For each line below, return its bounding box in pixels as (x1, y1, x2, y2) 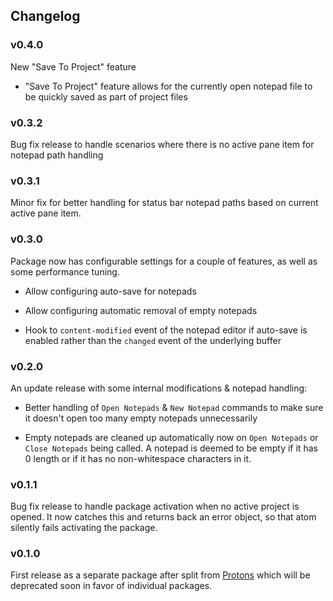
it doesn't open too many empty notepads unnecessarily (24, 412, 258, 424)
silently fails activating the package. (10, 522, 158, 534)
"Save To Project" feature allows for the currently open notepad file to (24, 80, 313, 92)
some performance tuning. (10, 265, 120, 278)
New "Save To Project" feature (10, 60, 137, 73)
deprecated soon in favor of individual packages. (10, 580, 213, 592)
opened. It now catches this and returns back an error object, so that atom (10, 511, 317, 523)
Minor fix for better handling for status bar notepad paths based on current (10, 197, 319, 209)
